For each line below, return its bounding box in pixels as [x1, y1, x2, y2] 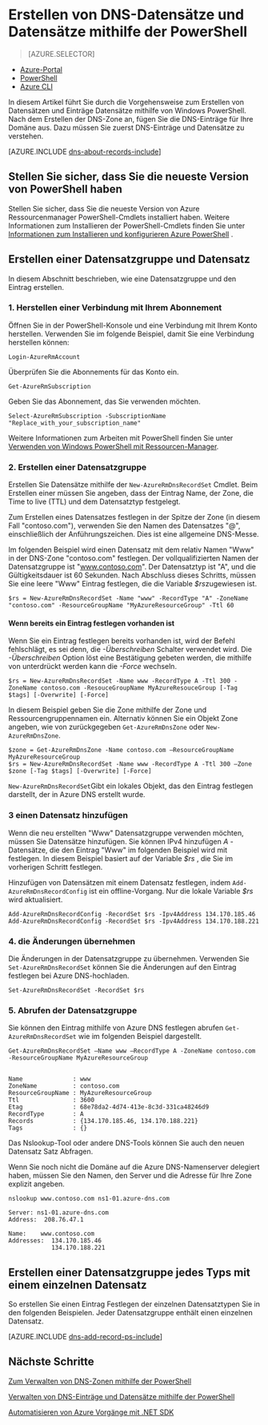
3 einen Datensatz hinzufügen [8, 810, 128, 821]
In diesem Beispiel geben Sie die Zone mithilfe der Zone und [8, 705, 206, 715]
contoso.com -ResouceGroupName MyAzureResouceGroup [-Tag [40, 684, 238, 692]
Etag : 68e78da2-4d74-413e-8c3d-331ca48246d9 [8, 1103, 210, 1111]
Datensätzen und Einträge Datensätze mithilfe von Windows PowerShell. [8, 106, 246, 115]
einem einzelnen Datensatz [8, 1278, 147, 1291]
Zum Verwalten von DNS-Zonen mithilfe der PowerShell [8, 1376, 192, 1386]
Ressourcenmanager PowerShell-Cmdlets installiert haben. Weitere [8, 212, 230, 222]
